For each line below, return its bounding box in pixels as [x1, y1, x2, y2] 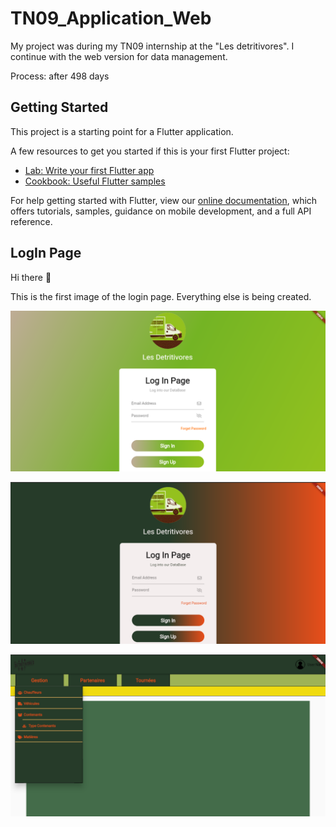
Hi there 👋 [10, 271, 52, 283]
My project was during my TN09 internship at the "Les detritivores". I [10, 40, 295, 52]
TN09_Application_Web [10, 7, 212, 30]
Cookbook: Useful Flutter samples [24, 175, 166, 187]
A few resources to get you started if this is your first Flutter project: [10, 145, 290, 157]
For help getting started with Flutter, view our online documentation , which [10, 194, 318, 206]
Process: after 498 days [10, 70, 110, 82]
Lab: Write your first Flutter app [24, 164, 155, 176]
